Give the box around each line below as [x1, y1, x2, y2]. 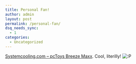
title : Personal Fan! [5, 7, 50, 12]
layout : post [5, 16, 32, 21]
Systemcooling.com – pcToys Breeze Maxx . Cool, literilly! [5, 53, 121, 59]
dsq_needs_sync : [5, 26, 39, 31]
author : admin [5, 12, 35, 17]
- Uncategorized [9, 40, 43, 45]
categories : [5, 35, 30, 40]
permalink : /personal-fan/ [5, 21, 61, 26]
